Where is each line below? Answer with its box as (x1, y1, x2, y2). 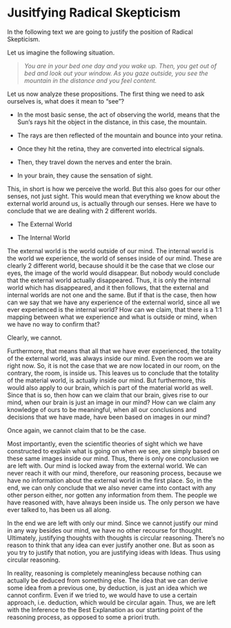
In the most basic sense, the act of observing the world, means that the (17, 110, 221, 119)
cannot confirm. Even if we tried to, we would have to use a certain (7, 591, 198, 599)
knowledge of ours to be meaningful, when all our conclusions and (7, 405, 197, 413)
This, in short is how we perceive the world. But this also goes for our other (7, 184, 221, 193)
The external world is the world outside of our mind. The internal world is (7, 246, 214, 255)
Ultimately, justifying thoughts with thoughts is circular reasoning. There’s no (7, 533, 225, 542)
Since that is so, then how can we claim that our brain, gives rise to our (7, 391, 209, 399)
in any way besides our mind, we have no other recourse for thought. (7, 526, 203, 534)
